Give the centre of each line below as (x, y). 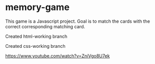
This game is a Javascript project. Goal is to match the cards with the (78, 21)
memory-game (37, 7)
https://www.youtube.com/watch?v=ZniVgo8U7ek (58, 56)
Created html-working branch (36, 36)
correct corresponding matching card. (45, 26)
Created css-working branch (35, 46)
